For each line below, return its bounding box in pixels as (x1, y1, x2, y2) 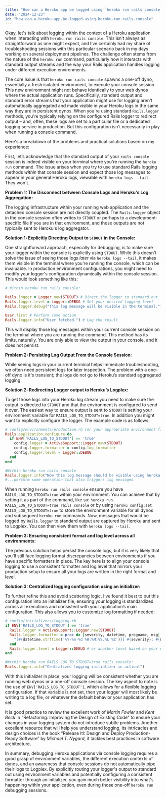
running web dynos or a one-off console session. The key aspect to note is (5, 679, 158, 684)
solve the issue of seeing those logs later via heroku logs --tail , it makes (5, 255, 157, 261)
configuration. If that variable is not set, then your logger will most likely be (5, 689, 157, 695)
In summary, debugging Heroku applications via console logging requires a (5, 750, 158, 756)
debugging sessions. (5, 787, 48, 793)
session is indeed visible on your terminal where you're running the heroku (5, 159, 157, 165)
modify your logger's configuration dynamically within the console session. (5, 271, 158, 277)
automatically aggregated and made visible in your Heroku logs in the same (5, 103, 159, 109)
